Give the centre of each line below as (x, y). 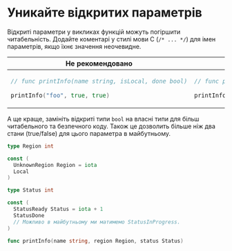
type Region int (30, 146)
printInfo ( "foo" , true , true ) (60, 95)
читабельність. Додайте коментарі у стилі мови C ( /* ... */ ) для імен (112, 39)
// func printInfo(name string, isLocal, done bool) (99, 81)
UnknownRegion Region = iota (55, 165)
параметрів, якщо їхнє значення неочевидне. (74, 46)
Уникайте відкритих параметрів (105, 13)
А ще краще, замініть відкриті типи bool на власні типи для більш (103, 119)
